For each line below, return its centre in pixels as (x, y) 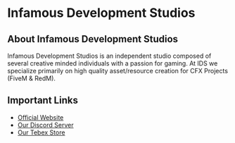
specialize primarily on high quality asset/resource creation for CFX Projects (118, 71)
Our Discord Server (45, 125)
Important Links (43, 100)
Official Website (40, 117)
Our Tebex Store (41, 132)
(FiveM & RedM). (32, 78)
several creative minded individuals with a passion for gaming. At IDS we (113, 63)
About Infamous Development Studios (93, 39)
